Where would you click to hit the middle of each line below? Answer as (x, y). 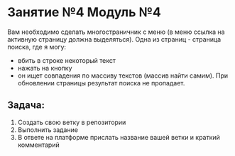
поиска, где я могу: (37, 47)
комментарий (38, 145)
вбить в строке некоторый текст (66, 60)
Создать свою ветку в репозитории (72, 122)
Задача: (26, 106)
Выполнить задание (48, 130)
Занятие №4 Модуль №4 (84, 12)
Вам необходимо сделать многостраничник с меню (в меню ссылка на (116, 32)
